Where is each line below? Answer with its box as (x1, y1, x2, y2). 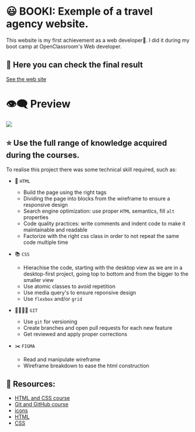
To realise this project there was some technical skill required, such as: (6, 166, 177, 173)
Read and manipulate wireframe (23, 356, 101, 363)
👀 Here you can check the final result (6, 60, 143, 70)
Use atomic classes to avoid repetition (23, 283, 116, 290)
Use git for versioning (23, 318, 78, 325)
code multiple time (23, 239, 69, 246)
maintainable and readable (23, 226, 88, 233)
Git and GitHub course (14, 401, 69, 408)
